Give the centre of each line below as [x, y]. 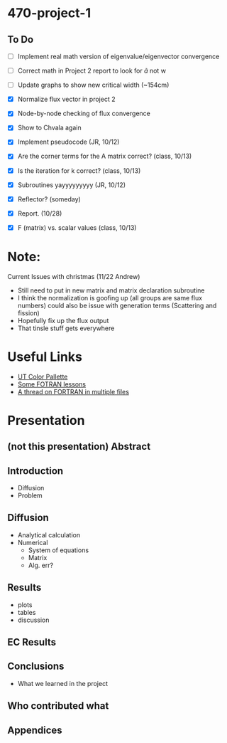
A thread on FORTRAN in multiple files [73, 391]
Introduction [35, 471]
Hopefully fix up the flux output [63, 320]
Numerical [33, 542]
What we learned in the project [63, 683]
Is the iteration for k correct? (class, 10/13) [79, 170]
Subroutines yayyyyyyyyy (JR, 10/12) [72, 185]
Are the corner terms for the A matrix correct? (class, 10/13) [105, 156]
